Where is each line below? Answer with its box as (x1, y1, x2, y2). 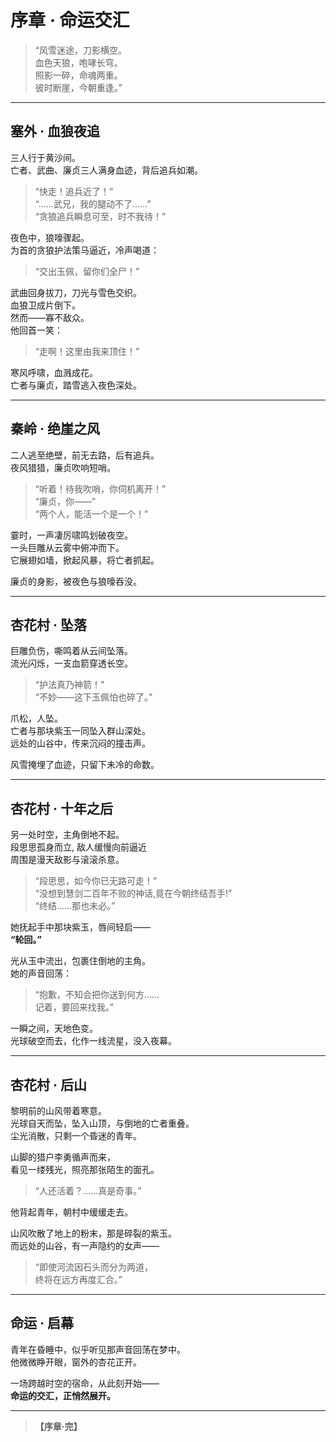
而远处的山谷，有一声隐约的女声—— (10, 1240, 160, 1251)
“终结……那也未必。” (34, 900, 116, 912)
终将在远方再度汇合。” (34, 1274, 123, 1285)
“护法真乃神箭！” (34, 679, 105, 691)
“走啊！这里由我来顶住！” (34, 345, 140, 357)
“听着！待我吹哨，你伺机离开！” (34, 482, 167, 495)
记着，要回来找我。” (34, 1001, 114, 1013)
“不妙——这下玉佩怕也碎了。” (34, 691, 153, 703)
